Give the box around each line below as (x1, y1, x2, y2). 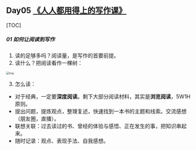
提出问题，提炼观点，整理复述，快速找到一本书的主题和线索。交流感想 (14, 107, 187, 115)
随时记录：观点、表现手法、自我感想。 (14, 137, 109, 144)
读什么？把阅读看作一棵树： (14, 59, 83, 66)
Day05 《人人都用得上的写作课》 (6, 5, 127, 16)
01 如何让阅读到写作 (6, 36, 55, 43)
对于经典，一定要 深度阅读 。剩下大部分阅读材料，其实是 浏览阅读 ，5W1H (14, 93, 191, 100)
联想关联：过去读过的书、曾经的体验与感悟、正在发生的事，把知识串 (14, 122, 182, 129)
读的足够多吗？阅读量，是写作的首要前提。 (14, 52, 119, 59)
